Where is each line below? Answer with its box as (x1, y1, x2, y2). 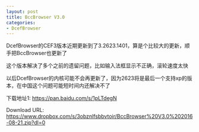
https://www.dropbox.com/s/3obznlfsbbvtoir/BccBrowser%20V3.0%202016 (6, 113, 193, 120)
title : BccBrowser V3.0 (6, 14, 65, 20)
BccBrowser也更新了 (16, 50, 67, 57)
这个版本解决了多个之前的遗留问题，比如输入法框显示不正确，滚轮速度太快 (6, 62, 188, 69)
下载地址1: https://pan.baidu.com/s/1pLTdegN (6, 95, 117, 102)
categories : (6, 20, 36, 25)
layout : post (6, 8, 39, 15)
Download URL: (6, 107, 45, 114)
